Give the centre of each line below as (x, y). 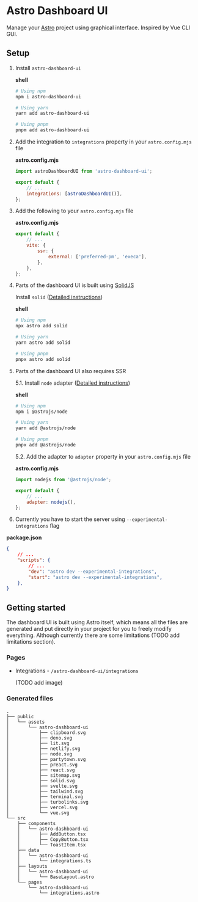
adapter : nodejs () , (51, 502)
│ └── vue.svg (38, 813)
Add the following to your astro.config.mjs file (74, 211)
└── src (16, 818)
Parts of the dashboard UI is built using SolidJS (75, 285)
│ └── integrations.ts (54, 861)
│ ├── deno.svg (39, 738)
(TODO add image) (39, 683)
